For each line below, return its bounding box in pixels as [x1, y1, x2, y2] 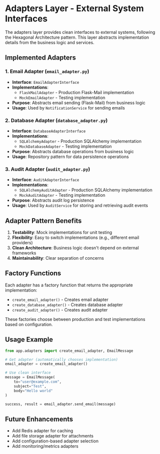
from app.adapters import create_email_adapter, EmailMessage [5, 348, 133, 353]
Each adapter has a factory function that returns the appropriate [5, 282, 133, 288]
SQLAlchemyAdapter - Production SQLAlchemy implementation [19, 138, 142, 144]
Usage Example [5, 335, 53, 344]
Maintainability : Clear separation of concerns [12, 255, 104, 261]
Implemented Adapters [5, 54, 76, 62]
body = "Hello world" [14, 388, 53, 393]
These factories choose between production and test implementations [5, 316, 145, 322]
